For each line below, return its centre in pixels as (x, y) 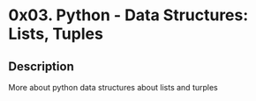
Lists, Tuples (56, 34)
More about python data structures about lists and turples (113, 87)
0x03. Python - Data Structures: (128, 15)
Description (41, 66)
